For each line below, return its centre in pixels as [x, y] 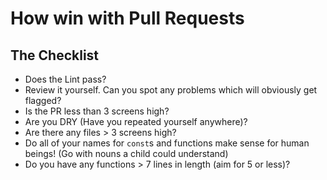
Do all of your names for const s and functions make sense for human [167, 143]
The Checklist [55, 55]
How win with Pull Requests [127, 18]
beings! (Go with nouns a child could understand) [126, 153]
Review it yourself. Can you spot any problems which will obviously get [171, 90]
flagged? [43, 100]
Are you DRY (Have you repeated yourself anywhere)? [136, 121]
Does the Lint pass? [65, 79]
